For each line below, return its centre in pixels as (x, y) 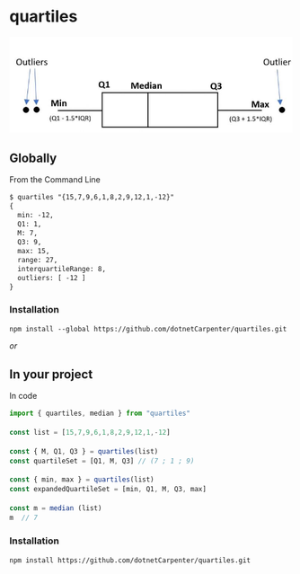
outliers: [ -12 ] (52, 278)
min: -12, (35, 216)
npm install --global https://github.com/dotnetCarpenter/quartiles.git (148, 330)
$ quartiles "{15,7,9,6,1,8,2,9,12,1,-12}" (92, 198)
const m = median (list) (56, 508)
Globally (33, 158)
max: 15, (34, 252)
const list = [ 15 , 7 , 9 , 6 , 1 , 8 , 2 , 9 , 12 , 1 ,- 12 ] (90, 432)
